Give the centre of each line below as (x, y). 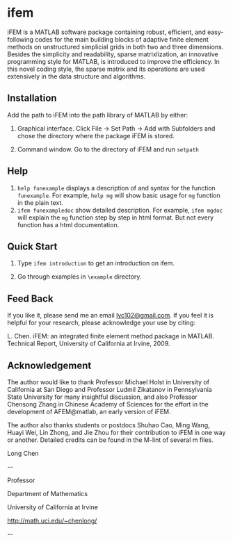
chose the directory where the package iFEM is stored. (96, 135)
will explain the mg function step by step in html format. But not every (115, 217)
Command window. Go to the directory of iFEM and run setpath (108, 149)
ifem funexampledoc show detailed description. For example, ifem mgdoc (120, 210)
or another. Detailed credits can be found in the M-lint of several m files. (110, 440)
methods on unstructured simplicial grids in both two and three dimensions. (115, 47)
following (20, 39)
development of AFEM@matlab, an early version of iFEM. (89, 412)
